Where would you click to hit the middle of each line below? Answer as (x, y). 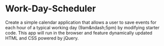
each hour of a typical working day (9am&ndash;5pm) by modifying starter (82, 27)
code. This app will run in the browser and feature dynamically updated (79, 33)
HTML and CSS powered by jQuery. (42, 38)
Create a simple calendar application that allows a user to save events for (81, 22)
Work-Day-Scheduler (51, 9)
